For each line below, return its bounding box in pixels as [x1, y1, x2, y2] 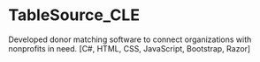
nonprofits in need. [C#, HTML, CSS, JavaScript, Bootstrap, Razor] [8, 43, 251, 53]
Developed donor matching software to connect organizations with [8, 34, 252, 45]
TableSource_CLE [8, 5, 141, 25]
